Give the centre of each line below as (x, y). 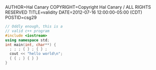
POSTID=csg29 (21, 17)
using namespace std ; (27, 40)
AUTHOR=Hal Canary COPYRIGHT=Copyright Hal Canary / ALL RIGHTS (78, 7)
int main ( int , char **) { (31, 45)
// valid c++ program (27, 31)
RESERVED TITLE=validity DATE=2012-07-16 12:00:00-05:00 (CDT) (74, 12)
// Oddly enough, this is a (34, 26)
